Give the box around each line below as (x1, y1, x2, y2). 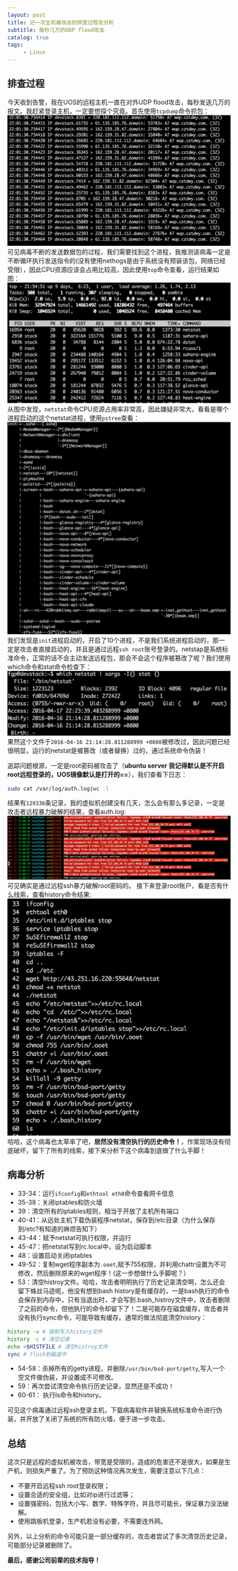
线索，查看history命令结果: (13, 890, 92, 899)
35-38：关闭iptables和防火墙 (17, 1198, 103, 1206)
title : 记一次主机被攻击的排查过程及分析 (7, 18, 115, 26)
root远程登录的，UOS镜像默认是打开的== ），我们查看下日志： (7, 770, 188, 779)
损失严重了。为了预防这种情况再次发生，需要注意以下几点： (31, 1467, 206, 1475)
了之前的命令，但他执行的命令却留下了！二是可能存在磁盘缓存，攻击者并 (17, 1304, 229, 1312)
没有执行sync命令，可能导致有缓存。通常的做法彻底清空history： (17, 1313, 208, 1322)
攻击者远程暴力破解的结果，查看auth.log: (7, 808, 126, 816)
